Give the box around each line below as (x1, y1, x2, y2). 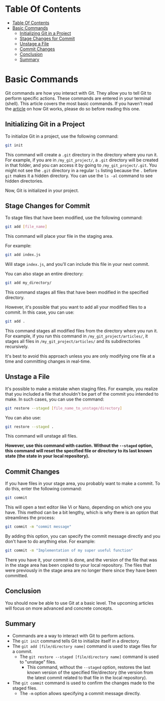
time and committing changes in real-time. (5, 358, 91, 364)
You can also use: (5, 414, 41, 420)
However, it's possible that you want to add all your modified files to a (5, 304, 146, 310)
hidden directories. (5, 178, 43, 184)
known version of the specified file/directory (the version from (27, 669, 154, 675)
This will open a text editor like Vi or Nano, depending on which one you (5, 504, 151, 510)
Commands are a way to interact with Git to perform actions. (12, 632, 135, 638)
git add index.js (5, 253, 41, 258)
